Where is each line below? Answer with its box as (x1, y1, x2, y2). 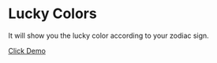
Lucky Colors (8, 5, 97, 23)
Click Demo (8, 46, 46, 55)
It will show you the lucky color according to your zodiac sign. (8, 31, 209, 40)
